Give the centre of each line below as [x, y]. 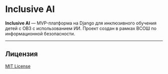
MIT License [18, 66]
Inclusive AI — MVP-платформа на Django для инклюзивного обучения [81, 23]
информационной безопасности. [40, 33]
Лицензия [21, 54]
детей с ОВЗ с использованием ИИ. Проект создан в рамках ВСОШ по [81, 28]
